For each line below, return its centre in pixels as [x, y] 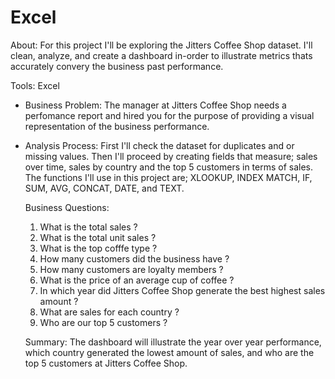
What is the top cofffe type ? [98, 248]
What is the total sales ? [88, 227]
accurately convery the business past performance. [117, 66]
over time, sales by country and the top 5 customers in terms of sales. [169, 167]
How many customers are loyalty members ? [131, 269]
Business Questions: [67, 207]
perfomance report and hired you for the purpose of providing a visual [169, 115]
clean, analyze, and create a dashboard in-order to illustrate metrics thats [161, 55]
